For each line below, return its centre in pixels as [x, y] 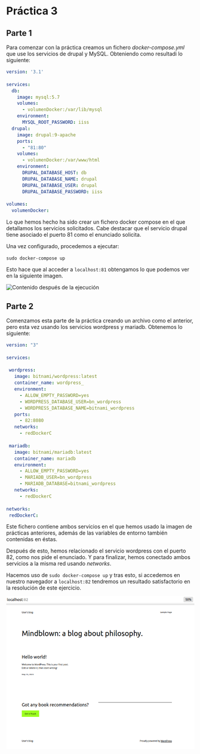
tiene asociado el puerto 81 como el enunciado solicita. [74, 235]
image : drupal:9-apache [47, 135]
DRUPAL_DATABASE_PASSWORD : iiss [62, 192]
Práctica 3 [32, 11]
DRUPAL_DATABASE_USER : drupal [59, 185]
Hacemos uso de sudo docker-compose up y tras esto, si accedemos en [93, 575]
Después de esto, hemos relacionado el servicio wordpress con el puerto [96, 551]
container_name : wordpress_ [49, 383]
